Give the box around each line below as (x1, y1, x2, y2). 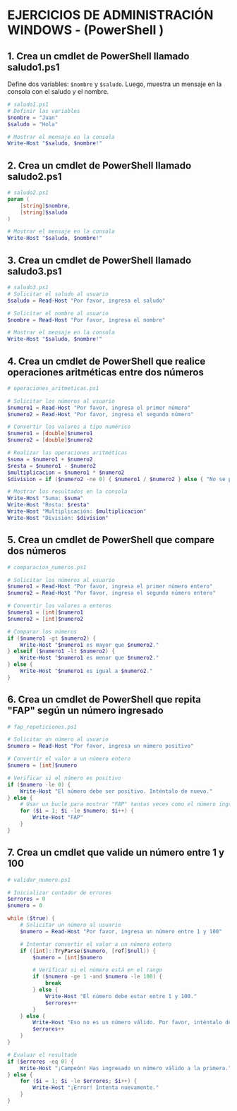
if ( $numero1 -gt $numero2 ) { (7, 635, 97, 642)
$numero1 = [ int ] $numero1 (7, 609, 83, 616)
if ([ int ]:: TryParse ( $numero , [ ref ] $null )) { (20, 947, 157, 954)
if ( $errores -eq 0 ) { (7, 1058, 74, 1065)
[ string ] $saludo (20, 209, 68, 216)
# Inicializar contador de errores (7, 889, 112, 896)
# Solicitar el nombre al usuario (7, 310, 109, 317)
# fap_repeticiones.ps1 (7, 723, 78, 730)
